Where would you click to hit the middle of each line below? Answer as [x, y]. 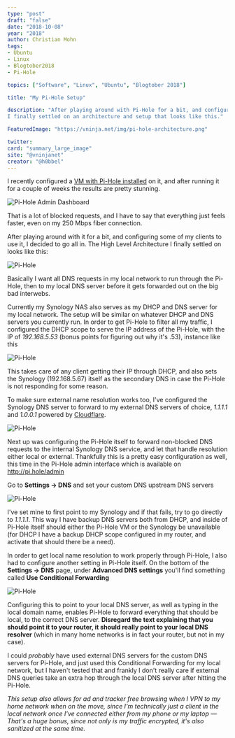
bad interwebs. [29, 294]
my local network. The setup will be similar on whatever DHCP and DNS [111, 315]
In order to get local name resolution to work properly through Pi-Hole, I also [117, 555]
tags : [15, 46]
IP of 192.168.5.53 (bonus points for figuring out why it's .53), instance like [114, 337]
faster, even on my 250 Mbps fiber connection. [75, 223]
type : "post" [26, 14]
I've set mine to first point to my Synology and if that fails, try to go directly [115, 512]
